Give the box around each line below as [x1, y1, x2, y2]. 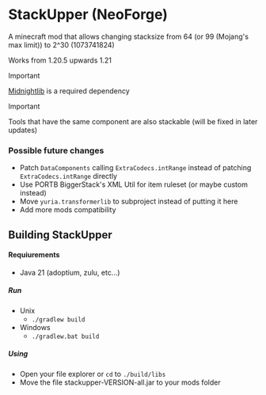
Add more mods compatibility [19, 205, 116, 215]
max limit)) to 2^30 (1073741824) [8, 40, 115, 49]
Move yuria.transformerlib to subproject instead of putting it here [19, 196, 238, 207]
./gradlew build [31, 315, 85, 324]
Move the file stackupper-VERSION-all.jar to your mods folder [19, 378, 221, 387]
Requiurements [8, 250, 60, 260]
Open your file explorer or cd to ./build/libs [19, 369, 166, 378]
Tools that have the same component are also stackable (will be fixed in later [8, 116, 258, 126]
